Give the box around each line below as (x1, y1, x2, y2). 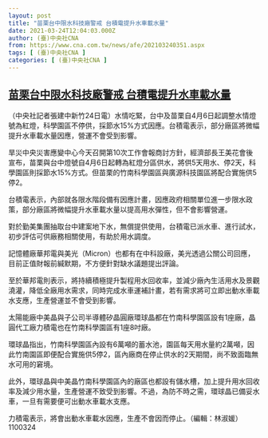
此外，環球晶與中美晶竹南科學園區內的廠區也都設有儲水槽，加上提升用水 (8, 376, 246, 386)
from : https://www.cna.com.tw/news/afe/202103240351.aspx (8, 42, 205, 50)
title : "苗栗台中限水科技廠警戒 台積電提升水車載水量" (8, 19, 169, 27)
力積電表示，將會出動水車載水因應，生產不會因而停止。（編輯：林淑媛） (8, 413, 242, 423)
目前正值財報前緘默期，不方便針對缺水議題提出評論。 (8, 258, 183, 268)
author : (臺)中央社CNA (8, 34, 79, 42)
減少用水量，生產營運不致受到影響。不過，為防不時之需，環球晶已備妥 (22, 386, 253, 396)
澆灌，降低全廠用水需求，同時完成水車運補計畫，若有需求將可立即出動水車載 (8, 285, 260, 295)
